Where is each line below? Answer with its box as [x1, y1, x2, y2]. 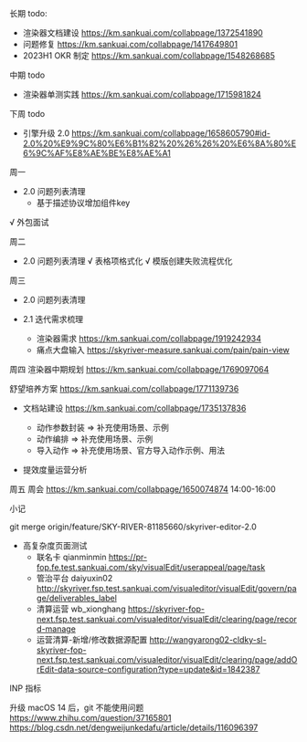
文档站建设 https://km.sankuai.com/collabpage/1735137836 [22, 402, 247, 413]
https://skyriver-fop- [127, 603, 206, 614]
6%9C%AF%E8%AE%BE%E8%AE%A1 [22, 148, 172, 158]
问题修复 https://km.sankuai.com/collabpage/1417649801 [22, 39, 238, 49]
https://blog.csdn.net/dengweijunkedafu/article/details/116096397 [9, 722, 259, 733]
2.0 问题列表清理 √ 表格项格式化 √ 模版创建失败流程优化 [22, 256, 233, 266]
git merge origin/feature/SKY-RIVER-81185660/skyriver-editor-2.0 [9, 521, 258, 532]
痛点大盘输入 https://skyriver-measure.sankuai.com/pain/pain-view [36, 345, 291, 355]
